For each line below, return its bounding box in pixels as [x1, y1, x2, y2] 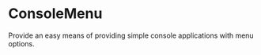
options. [8, 38, 36, 48]
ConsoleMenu [8, 5, 103, 23]
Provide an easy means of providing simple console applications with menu [8, 31, 255, 40]
